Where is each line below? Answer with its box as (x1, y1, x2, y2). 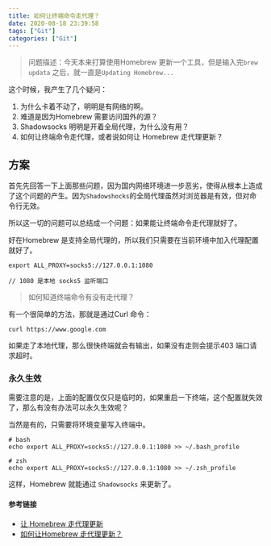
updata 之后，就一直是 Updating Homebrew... (27, 68, 174, 77)
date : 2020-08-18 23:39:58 (8, 19, 99, 27)
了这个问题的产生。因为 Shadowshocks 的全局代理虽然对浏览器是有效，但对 (8, 191, 250, 201)
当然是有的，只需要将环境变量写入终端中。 (8, 420, 150, 430)
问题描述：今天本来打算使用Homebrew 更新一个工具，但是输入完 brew (27, 57, 258, 67)
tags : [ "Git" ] (8, 27, 56, 35)
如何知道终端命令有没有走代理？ (27, 292, 135, 302)
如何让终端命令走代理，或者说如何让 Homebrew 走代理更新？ (19, 132, 223, 142)
